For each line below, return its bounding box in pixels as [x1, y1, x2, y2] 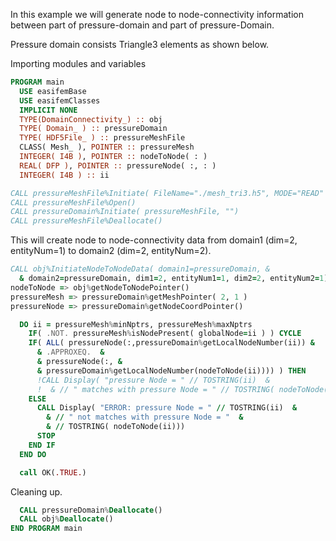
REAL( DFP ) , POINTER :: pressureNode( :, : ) [19, 160, 217, 171]
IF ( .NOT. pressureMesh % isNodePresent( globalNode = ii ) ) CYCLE [28, 329, 302, 339]
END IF [28, 440, 56, 450]
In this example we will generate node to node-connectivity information [10, 9, 304, 20]
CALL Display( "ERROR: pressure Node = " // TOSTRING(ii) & [36, 403, 298, 413]
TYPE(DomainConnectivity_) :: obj [19, 114, 163, 124]
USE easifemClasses [19, 95, 101, 106]
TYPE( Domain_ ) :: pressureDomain [19, 124, 168, 134]
